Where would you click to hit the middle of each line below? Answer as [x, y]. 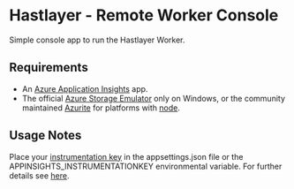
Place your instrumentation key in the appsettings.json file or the [126, 156]
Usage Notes [45, 136]
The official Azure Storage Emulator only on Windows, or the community [153, 98]
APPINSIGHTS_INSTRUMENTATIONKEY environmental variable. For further [146, 166]
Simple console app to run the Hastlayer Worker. [97, 40]
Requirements [49, 68]
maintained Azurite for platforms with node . [101, 108]
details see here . [39, 175]
